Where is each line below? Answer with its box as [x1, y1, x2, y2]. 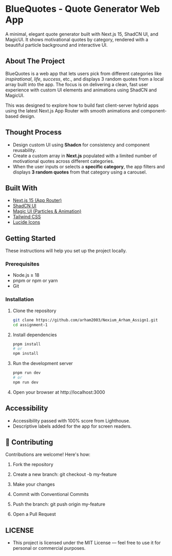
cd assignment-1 [12, 322, 48, 328]
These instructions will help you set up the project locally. [5, 247, 127, 254]
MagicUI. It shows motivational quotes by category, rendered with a [5, 36, 148, 43]
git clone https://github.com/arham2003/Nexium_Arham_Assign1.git [12, 317, 158, 322]
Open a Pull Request [12, 511, 56, 517]
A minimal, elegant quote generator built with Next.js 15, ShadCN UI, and [5, 31, 158, 37]
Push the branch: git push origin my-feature [12, 501, 105, 507]
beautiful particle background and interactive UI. [5, 42, 108, 48]
